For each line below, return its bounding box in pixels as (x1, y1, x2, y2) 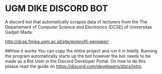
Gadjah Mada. (5, 29, 33, 35)
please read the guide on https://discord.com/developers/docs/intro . (5, 63, 143, 69)
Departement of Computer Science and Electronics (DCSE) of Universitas (5, 24, 152, 30)
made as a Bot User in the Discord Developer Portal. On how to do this (5, 58, 146, 64)
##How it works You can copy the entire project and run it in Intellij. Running (5, 48, 158, 54)
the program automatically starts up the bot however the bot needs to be (5, 53, 151, 59)
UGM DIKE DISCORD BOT (5, 3, 108, 14)
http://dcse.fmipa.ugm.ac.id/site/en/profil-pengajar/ (5, 38, 109, 44)
